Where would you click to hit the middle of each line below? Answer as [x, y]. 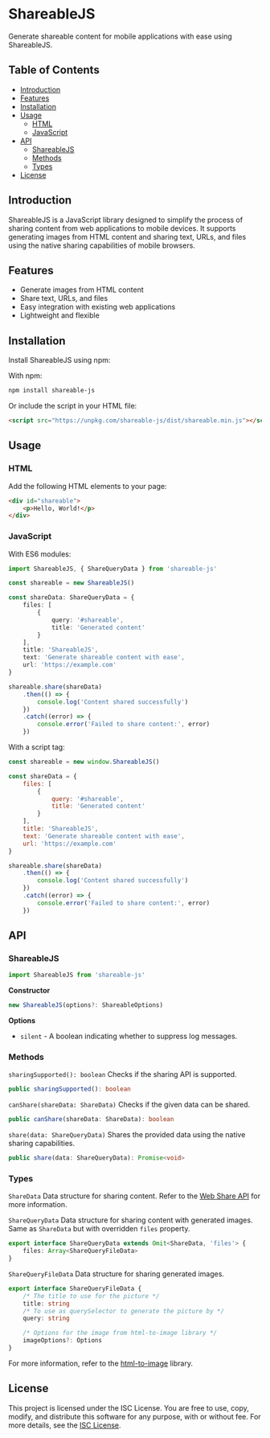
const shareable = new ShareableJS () [72, 583]
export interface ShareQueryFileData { [75, 1288]
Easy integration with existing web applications [98, 307]
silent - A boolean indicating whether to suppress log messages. [129, 1036]
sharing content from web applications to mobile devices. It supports [122, 228]
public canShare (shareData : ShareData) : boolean [91, 1120]
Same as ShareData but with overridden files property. [99, 1229]
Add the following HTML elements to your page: [88, 486]
